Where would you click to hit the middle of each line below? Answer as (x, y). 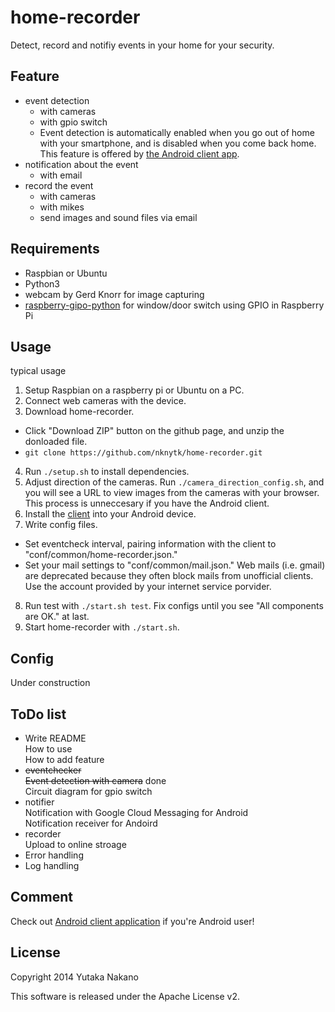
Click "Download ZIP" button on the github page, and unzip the (154, 431)
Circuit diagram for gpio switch (88, 791)
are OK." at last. (57, 617)
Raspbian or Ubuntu (66, 273)
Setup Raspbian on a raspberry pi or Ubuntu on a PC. (134, 390)
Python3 (42, 283)
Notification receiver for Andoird (91, 823)
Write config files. (61, 525)
